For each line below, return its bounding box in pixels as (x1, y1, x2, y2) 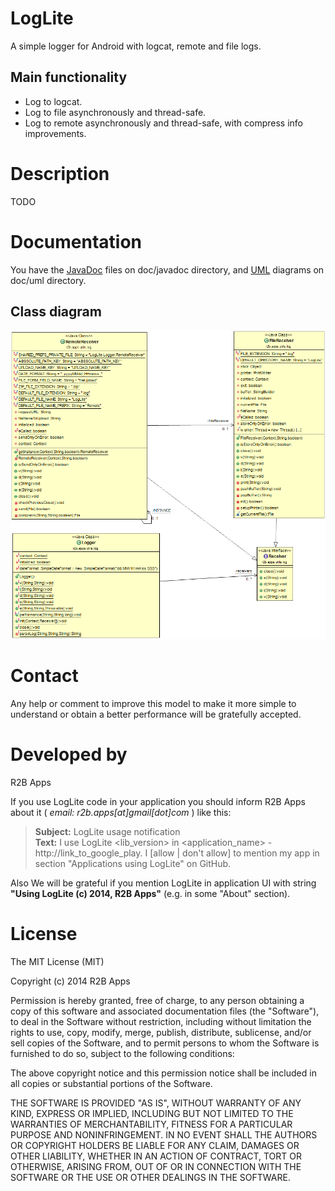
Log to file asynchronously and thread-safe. (24, 106, 207, 118)
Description (10, 162, 110, 185)
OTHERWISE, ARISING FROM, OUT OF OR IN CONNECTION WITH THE (10, 1160, 302, 1172)
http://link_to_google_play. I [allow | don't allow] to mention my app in (34, 847, 320, 859)
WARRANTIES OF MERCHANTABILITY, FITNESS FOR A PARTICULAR (10, 1118, 293, 1130)
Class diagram (10, 303, 102, 321)
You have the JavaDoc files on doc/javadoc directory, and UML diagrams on (10, 263, 325, 276)
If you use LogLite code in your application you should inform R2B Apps (10, 795, 306, 807)
